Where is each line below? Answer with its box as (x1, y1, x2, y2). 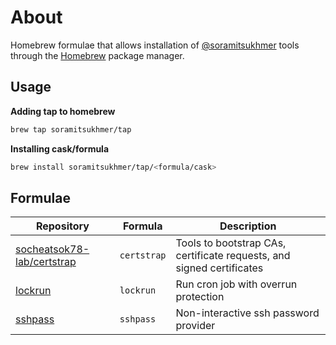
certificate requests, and (175, 249, 291, 263)
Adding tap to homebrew (10, 105, 116, 117)
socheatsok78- (15, 242, 90, 256)
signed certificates (175, 261, 264, 275)
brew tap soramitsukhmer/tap (10, 124, 132, 135)
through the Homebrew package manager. (10, 49, 185, 61)
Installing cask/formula (10, 142, 110, 155)
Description (219, 219, 277, 233)
